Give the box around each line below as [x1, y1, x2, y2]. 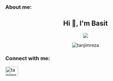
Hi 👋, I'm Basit [63, 19, 108, 28]
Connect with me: [5, 55, 50, 62]
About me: [5, 4, 32, 11]
